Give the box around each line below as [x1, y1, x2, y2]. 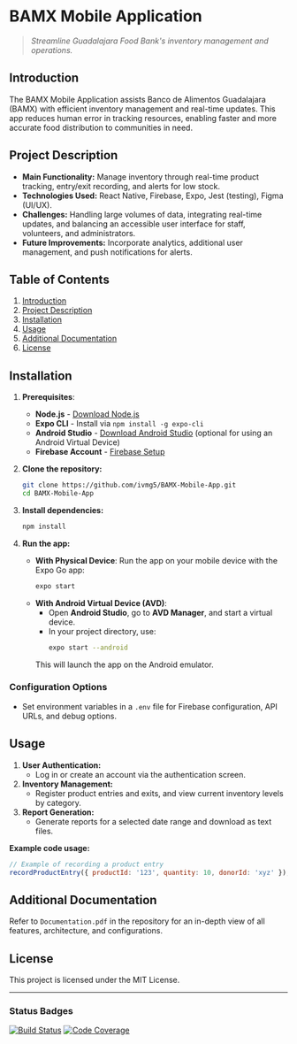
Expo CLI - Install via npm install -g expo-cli [34, 418, 204, 429]
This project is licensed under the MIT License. [9, 975, 180, 986]
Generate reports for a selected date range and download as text [34, 816, 272, 826]
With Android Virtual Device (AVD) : [34, 597, 168, 608]
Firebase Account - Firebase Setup [34, 447, 165, 457]
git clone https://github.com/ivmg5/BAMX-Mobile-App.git [21, 480, 237, 490]
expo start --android [48, 643, 128, 652]
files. [34, 825, 54, 836]
